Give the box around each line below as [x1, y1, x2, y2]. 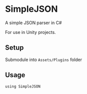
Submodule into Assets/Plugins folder [5, 57, 83, 63]
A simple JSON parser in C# [5, 20, 62, 26]
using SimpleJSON [5, 84, 41, 89]
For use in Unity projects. [5, 29, 56, 35]
